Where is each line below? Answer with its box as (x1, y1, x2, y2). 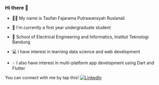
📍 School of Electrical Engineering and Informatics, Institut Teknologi (12, 34, 149, 40)
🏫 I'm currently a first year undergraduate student (12, 25, 111, 30)
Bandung (12, 39, 30, 45)
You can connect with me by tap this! (5, 75, 79, 81)
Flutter (12, 65, 26, 71)
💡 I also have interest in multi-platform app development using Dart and (12, 60, 155, 66)
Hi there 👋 (5, 4, 29, 11)
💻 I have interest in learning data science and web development (12, 49, 140, 55)
